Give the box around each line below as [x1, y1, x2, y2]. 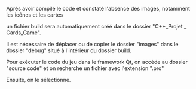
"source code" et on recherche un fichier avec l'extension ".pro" [6, 65, 164, 72]
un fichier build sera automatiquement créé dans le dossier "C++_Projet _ [6, 23, 187, 30]
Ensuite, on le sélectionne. [6, 77, 71, 83]
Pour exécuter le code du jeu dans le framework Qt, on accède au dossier [6, 59, 188, 65]
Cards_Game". [6, 29, 41, 36]
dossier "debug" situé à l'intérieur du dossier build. [6, 47, 131, 54]
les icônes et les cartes [6, 11, 63, 18]
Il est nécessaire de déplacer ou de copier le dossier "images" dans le [6, 41, 179, 47]
